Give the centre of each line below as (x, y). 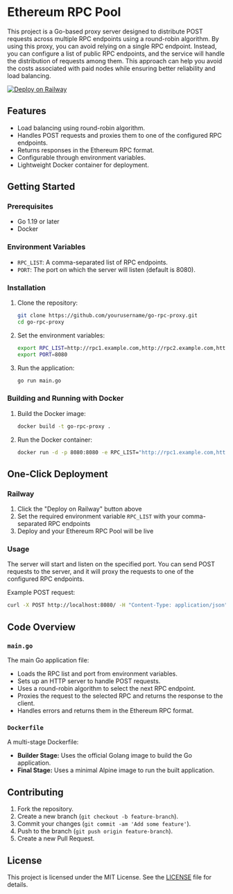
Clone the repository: (48, 303)
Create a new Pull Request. (56, 838)
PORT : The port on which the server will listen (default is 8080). (106, 269)
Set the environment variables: (61, 335)
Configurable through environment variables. (81, 157)
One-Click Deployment (58, 474)
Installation (27, 287)
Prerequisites (30, 207)
